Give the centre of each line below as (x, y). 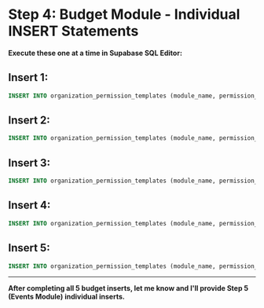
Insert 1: (28, 77)
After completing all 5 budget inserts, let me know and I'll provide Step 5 (128, 288)
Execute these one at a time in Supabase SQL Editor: (95, 53)
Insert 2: (29, 121)
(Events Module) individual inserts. (67, 297)
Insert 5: (29, 248)
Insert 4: (29, 205)
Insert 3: (29, 163)
